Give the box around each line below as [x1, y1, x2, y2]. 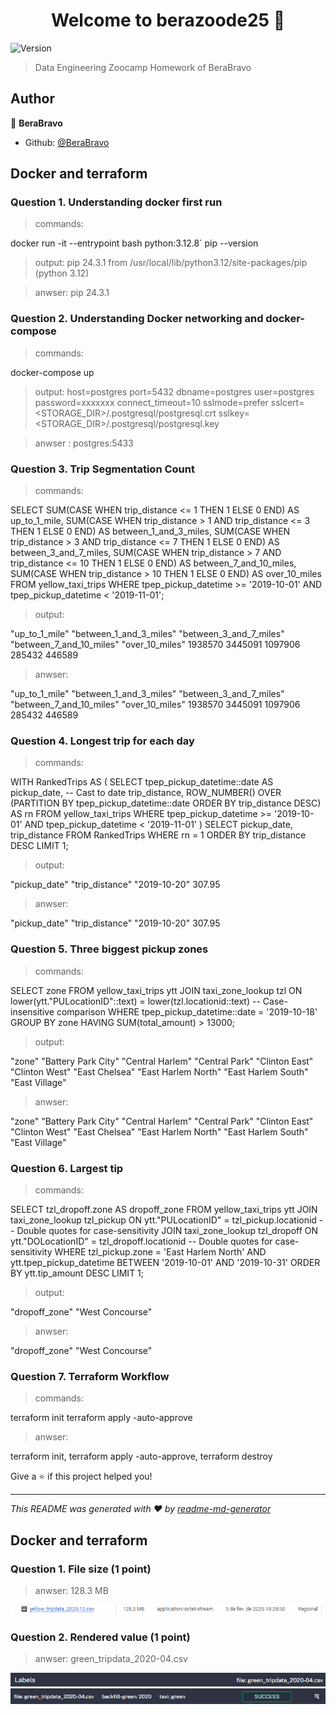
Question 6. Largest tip [10, 1161, 124, 1175]
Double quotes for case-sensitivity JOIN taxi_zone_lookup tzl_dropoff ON [16, 1224, 319, 1236]
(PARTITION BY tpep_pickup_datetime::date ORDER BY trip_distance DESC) [10, 797, 322, 809]
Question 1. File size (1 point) [10, 1562, 152, 1576]
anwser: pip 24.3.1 [34, 287, 110, 299]
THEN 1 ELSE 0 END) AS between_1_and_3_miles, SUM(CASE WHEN [10, 525, 291, 538]
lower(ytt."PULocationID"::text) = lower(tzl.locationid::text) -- [10, 995, 261, 1007]
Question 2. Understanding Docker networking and [10, 312, 264, 326]
